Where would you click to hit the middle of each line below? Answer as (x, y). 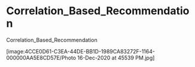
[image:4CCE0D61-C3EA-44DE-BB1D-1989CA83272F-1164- (81, 51)
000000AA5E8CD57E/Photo (41, 58)
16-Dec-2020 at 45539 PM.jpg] (116, 58)
